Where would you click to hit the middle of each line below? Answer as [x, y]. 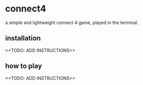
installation [23, 38]
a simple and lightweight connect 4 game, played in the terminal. [72, 22]
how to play [24, 66]
